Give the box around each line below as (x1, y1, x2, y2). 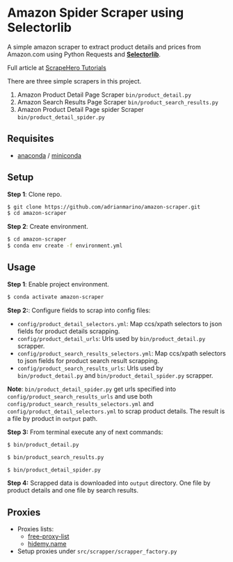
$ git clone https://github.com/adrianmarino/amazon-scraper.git (7, 203, 200, 210)
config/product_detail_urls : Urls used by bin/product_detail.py (17, 334, 206, 342)
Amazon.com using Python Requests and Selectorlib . (7, 50, 161, 58)
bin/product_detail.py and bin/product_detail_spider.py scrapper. (17, 371, 214, 380)
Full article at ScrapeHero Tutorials (7, 63, 106, 72)
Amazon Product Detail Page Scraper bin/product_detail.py (17, 90, 191, 99)
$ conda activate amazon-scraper (7, 294, 104, 300)
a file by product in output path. (7, 414, 98, 422)
